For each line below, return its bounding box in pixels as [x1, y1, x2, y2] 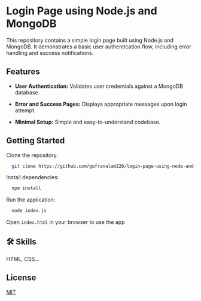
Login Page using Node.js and [6, 4, 157, 18]
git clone [11, 163, 36, 169]
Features [6, 67, 40, 77]
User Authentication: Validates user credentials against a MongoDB [14, 82, 184, 90]
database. [14, 88, 40, 96]
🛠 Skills [6, 236, 37, 247]
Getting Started [6, 136, 65, 146]
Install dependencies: [6, 174, 59, 181]
